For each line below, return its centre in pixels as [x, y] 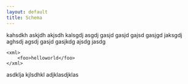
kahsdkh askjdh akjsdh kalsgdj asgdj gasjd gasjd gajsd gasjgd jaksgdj [94, 35]
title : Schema [24, 18]
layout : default [27, 12]
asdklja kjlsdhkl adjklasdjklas [43, 74]
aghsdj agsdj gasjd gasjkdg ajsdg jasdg [56, 41]
